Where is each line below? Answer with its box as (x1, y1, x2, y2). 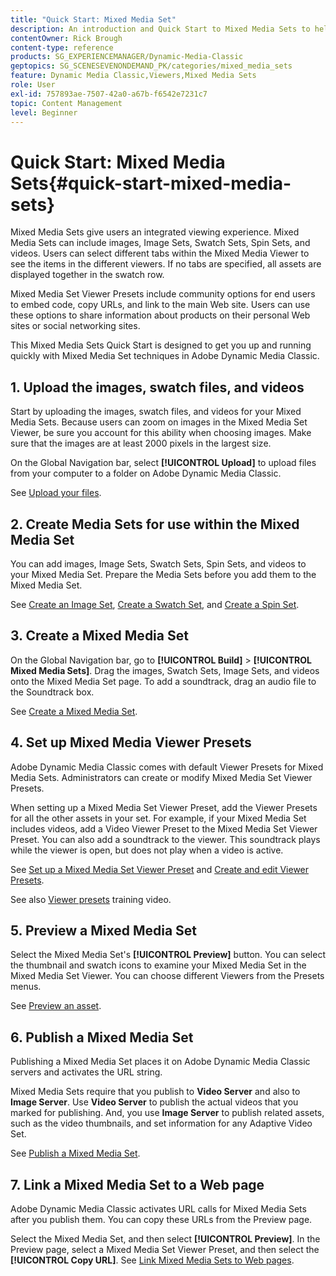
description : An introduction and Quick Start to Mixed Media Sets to (10, 24, 311, 34)
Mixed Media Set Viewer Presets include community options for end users (10, 288, 316, 300)
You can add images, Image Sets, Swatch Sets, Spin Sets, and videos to (10, 557, 307, 570)
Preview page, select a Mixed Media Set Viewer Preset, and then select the (10, 1244, 320, 1255)
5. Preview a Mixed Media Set (10, 922, 198, 939)
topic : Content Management (10, 98, 123, 108)
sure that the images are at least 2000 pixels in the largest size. (10, 437, 272, 450)
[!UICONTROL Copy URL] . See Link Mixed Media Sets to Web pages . (10, 1254, 295, 1266)
